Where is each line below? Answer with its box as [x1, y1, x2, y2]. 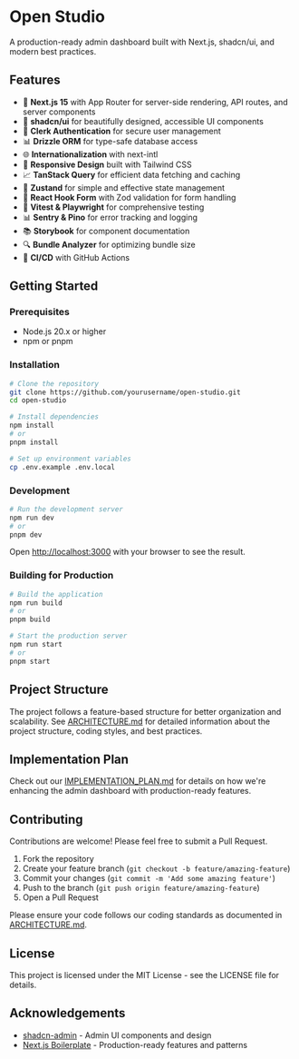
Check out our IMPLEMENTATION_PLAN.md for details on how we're [9, 776, 266, 787]
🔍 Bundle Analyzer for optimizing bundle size [22, 239, 197, 250]
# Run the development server [9, 504, 124, 514]
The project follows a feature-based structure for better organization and [9, 706, 282, 717]
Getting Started [9, 279, 99, 294]
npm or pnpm [22, 336, 74, 347]
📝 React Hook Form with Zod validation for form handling [22, 192, 236, 203]
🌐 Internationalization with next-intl [22, 148, 159, 160]
